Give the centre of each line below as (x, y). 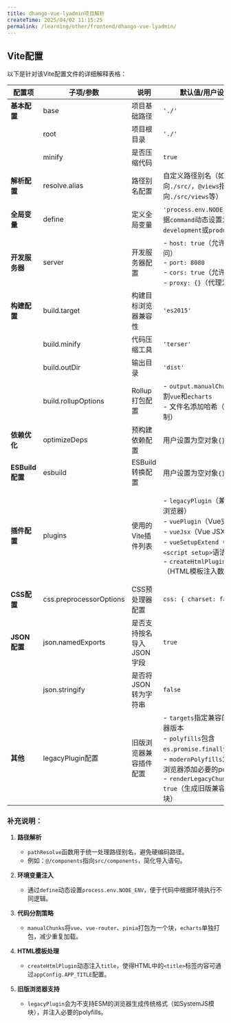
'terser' (177, 344)
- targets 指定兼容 (192, 718)
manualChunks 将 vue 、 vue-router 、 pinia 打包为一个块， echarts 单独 (121, 928)
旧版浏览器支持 (38, 989)
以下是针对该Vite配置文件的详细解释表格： (67, 74)
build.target (62, 311)
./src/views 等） (196, 196)
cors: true (187, 273)
